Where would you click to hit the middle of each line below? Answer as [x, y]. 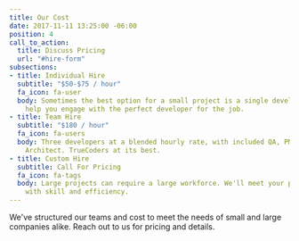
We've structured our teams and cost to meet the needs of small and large [145, 217]
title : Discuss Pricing [61, 51]
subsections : [33, 68]
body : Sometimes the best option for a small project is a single [143, 100]
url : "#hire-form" [52, 59]
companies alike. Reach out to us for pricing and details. [112, 227]
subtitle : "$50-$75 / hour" [69, 84]
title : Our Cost [39, 17]
